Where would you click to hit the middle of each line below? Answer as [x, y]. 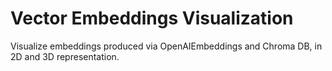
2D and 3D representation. [65, 56]
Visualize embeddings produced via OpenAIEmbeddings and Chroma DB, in [166, 46]
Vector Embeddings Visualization [152, 18]
